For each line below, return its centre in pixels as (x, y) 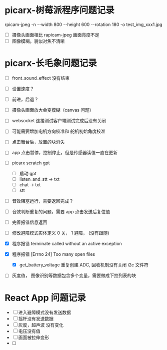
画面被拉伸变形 (34, 337)
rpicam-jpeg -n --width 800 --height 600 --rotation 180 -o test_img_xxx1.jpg (83, 24)
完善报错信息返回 (29, 222)
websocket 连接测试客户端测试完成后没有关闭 (59, 121)
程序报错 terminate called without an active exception (67, 244)
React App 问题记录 (45, 298)
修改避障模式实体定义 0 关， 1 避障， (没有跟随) (60, 233)
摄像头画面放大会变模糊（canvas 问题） (53, 110)
